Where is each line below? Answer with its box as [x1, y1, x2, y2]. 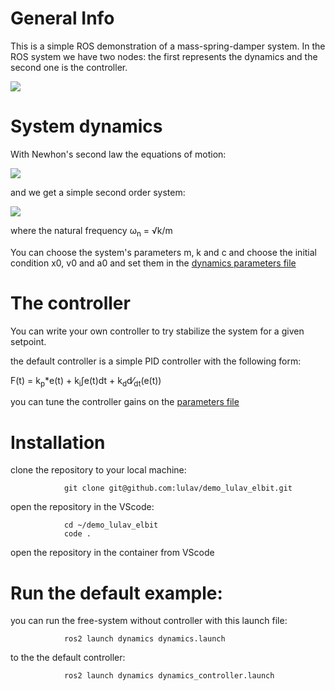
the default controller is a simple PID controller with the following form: [10, 355, 302, 367]
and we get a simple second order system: [10, 186, 186, 198]
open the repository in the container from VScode [10, 547, 215, 559]
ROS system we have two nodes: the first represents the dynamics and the [10, 50, 318, 62]
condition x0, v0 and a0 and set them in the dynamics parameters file [10, 257, 297, 269]
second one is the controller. [10, 61, 128, 73]
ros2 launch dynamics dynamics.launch [63, 634, 226, 644]
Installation [10, 431, 106, 454]
